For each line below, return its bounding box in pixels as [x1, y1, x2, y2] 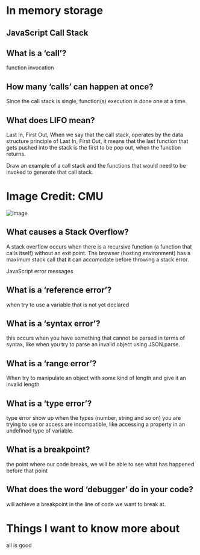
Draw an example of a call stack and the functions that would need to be [6, 162, 186, 170]
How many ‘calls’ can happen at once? [6, 81, 154, 92]
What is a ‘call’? [6, 48, 67, 58]
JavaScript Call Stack [6, 28, 89, 38]
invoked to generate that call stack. [6, 168, 93, 176]
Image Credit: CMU [6, 189, 104, 203]
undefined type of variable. [6, 427, 74, 434]
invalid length [6, 381, 40, 388]
